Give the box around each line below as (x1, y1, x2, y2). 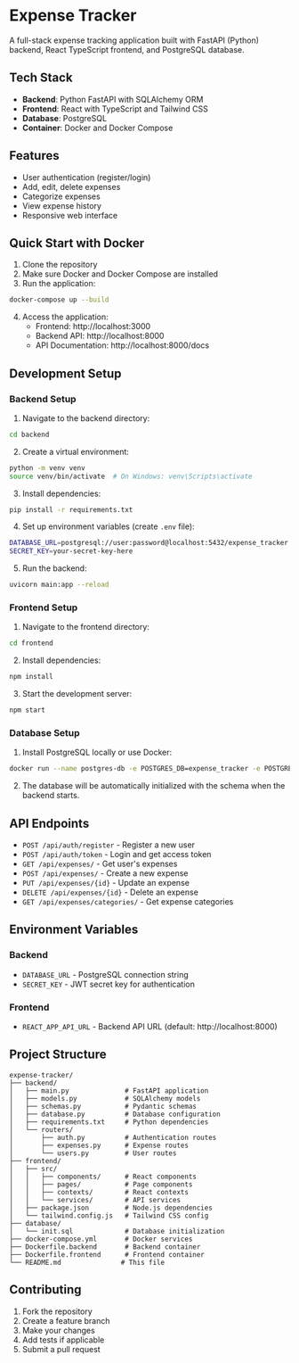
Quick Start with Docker (9, 235, 145, 251)
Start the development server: (21, 689, 133, 699)
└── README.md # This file (9, 1258, 166, 1267)
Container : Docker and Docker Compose (21, 122, 174, 133)
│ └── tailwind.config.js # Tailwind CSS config (9, 1210, 209, 1220)
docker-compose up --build (9, 295, 109, 304)
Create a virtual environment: (21, 446, 129, 457)
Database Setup (9, 726, 80, 739)
